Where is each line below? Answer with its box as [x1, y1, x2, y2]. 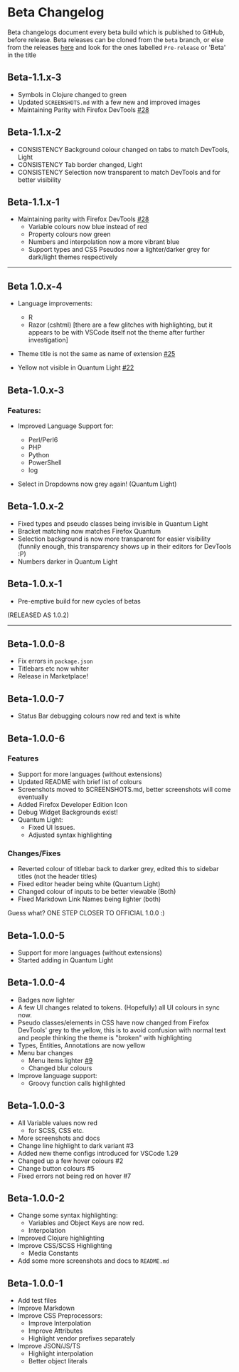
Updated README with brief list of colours [17, 777, 142, 786]
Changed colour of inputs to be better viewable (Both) [17, 888, 176, 896]
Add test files [17, 1296, 57, 1305]
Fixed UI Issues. [28, 823, 75, 831]
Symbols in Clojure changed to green [17, 90, 127, 98]
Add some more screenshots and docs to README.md [17, 1256, 169, 1265]
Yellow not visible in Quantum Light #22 [17, 363, 134, 372]
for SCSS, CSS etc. [28, 1126, 84, 1134]
